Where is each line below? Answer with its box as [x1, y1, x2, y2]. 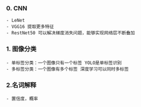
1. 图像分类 [6, 45, 37, 53]
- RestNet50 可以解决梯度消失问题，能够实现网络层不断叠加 [6, 30, 135, 36]
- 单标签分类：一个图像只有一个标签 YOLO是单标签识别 [6, 60, 122, 66]
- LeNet [6, 18, 25, 24]
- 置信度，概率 [6, 96, 39, 102]
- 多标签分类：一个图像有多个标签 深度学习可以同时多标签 [6, 66, 129, 72]
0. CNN [6, 4, 28, 12]
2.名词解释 [6, 81, 37, 89]
